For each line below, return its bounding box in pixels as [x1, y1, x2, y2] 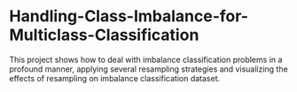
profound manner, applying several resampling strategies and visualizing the [9, 64, 288, 74]
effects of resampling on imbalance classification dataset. [9, 73, 220, 83]
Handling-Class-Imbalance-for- [9, 6, 248, 27]
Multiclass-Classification [9, 25, 199, 45]
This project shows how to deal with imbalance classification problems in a [9, 54, 283, 65]
